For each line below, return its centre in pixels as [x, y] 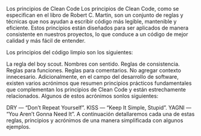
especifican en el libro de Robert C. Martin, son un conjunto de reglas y [95, 15]
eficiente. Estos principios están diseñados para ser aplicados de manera [97, 28]
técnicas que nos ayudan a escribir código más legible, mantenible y [91, 21]
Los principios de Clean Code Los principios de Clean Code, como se [93, 9]
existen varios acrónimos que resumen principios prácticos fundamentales [99, 83]
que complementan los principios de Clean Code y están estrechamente [96, 89]
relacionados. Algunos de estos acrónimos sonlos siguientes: [82, 96]
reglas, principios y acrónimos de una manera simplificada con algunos [95, 120]
